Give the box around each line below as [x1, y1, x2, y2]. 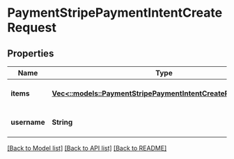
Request [7, 20, 57, 36]
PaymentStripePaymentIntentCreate [7, 5, 223, 21]
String [52, 117, 73, 127]
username [10, 117, 45, 127]
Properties [7, 47, 54, 59]
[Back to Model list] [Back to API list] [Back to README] [7, 144, 167, 152]
